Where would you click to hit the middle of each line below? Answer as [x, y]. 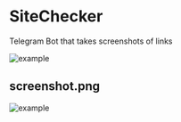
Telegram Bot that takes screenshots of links [91, 41]
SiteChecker [56, 16]
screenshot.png [55, 86]
